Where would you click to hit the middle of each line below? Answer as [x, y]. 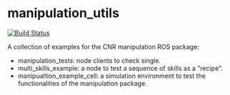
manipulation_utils [64, 13]
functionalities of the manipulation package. [82, 83]
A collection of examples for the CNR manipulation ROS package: [104, 46]
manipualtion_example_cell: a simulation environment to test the [111, 76]
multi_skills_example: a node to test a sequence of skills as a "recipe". [120, 68]
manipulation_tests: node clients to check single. [89, 60]
